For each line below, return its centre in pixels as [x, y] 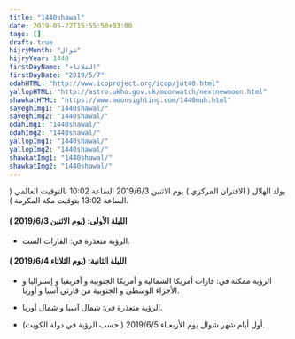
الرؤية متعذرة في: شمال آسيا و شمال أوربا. [92, 307]
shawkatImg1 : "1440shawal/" [61, 158]
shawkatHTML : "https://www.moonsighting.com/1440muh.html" [120, 100]
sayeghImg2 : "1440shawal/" [59, 116]
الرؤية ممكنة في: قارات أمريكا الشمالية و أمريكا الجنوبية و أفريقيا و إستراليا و [147, 280]
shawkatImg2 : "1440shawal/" [61, 166]
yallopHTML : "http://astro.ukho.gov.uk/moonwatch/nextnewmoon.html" [138, 91]
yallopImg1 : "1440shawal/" [59, 141]
